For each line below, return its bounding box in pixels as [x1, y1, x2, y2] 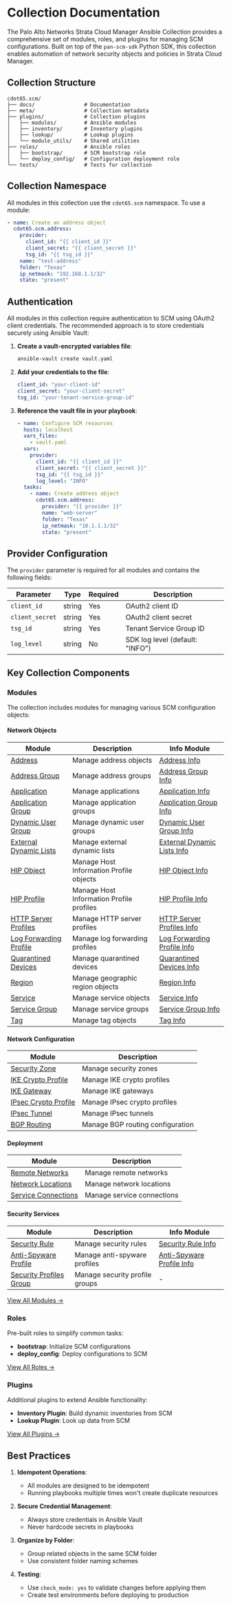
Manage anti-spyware [74, 1250, 147, 1259]
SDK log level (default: [125, 635, 198, 645]
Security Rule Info [158, 1239, 217, 1248]
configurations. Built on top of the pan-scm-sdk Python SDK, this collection [7, 42, 217, 50]
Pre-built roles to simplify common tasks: [7, 1328, 124, 1337]
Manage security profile [74, 1270, 152, 1279]
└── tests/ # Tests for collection [7, 161, 153, 168]
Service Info [159, 994, 198, 1003]
